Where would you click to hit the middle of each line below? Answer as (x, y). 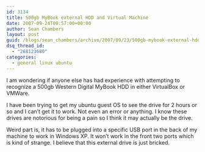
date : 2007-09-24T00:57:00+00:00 (49, 23)
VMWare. (18, 93)
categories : (21, 57)
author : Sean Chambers (35, 29)
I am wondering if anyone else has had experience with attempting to (93, 80)
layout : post (23, 35)
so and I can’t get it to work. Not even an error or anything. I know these (97, 111)
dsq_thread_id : (26, 46)
